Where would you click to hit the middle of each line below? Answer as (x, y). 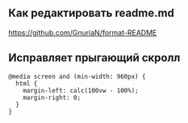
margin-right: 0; (52, 97)
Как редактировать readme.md (92, 13)
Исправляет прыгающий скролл (94, 58)
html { (27, 84)
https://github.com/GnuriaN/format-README (83, 32)
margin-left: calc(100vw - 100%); (81, 90)
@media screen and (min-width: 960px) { (77, 76)
